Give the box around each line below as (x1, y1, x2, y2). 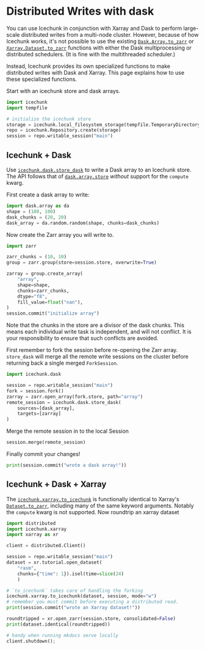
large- (183, 24, 199, 32)
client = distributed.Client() (6, 543, 86, 549)
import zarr (6, 243, 37, 249)
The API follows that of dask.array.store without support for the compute (6, 173, 189, 180)
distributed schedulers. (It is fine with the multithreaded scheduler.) (6, 50, 176, 58)
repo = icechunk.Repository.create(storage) (6, 127, 121, 133)
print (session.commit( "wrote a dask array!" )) (6, 462, 127, 468)
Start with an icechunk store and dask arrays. (6, 87, 121, 94)
